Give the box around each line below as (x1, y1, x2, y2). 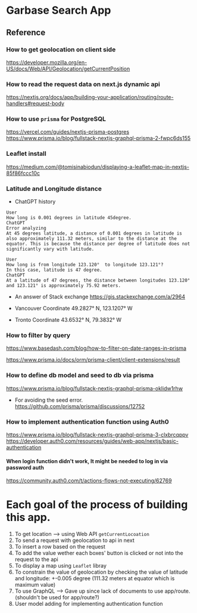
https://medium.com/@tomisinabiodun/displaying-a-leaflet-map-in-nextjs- (6, 163, 189, 170)
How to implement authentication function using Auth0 (6, 417, 170, 426)
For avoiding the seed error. (14, 396, 83, 403)
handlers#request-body (6, 100, 64, 107)
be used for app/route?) (41, 594, 100, 601)
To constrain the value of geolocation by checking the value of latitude (14, 568, 188, 576)
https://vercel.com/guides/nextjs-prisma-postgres (6, 128, 130, 135)
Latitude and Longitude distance (6, 184, 102, 193)
